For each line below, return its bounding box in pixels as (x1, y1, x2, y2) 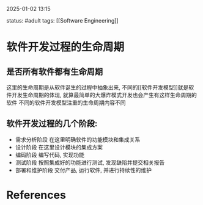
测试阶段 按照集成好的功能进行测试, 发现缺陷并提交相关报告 (15, 159, 165, 166)
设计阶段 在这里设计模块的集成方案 (15, 143, 103, 151)
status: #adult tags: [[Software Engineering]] (6, 17, 119, 24)
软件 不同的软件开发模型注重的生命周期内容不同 (6, 99, 126, 106)
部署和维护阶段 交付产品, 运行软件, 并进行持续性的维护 (15, 166, 152, 173)
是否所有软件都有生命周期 (6, 67, 103, 77)
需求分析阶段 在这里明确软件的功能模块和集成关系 (15, 135, 141, 143)
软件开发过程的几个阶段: (6, 118, 98, 129)
